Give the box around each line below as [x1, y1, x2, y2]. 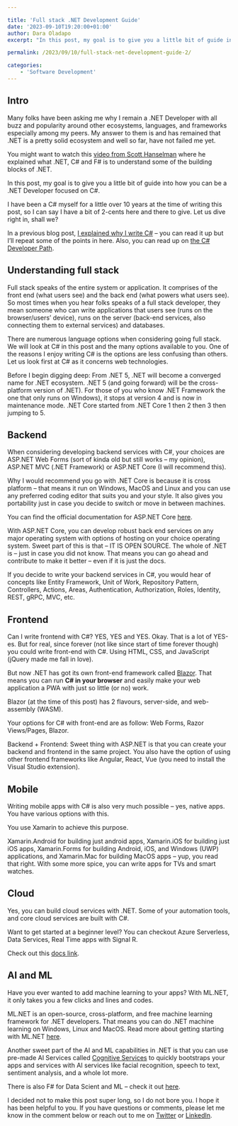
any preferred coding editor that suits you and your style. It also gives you [7, 492, 223, 500]
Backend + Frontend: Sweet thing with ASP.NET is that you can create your [7, 740, 227, 748]
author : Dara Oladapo [7, 30, 72, 37]
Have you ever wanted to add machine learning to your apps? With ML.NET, [7, 988, 229, 996]
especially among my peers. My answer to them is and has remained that [7, 128, 221, 137]
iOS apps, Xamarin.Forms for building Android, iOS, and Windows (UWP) [7, 844, 220, 852]
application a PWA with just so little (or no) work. [7, 684, 149, 692]
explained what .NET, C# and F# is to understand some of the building [7, 157, 212, 166]
